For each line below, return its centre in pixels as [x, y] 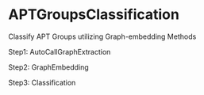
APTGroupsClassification [94, 15]
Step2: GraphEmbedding [48, 67]
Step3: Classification [42, 82]
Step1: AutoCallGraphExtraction [60, 51]
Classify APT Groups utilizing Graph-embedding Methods [102, 36]
